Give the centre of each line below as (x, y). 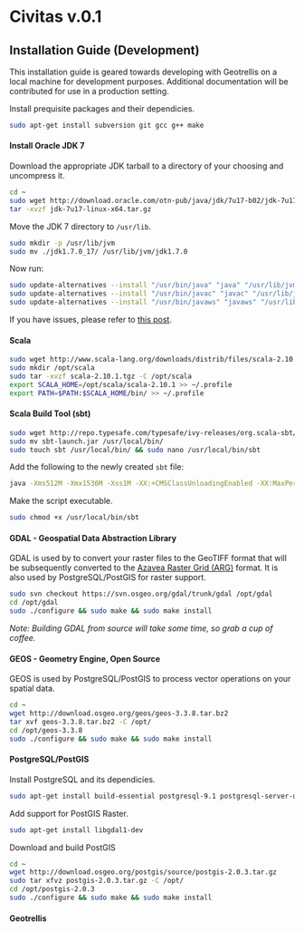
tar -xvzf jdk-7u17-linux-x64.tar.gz (81, 209)
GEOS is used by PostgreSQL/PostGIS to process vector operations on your (150, 679)
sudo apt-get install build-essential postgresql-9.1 (113, 796)
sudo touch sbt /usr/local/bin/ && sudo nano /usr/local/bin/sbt (135, 450)
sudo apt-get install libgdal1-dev (76, 830)
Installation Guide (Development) (104, 50)
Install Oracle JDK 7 (47, 146)
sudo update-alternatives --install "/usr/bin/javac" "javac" (129, 294)
